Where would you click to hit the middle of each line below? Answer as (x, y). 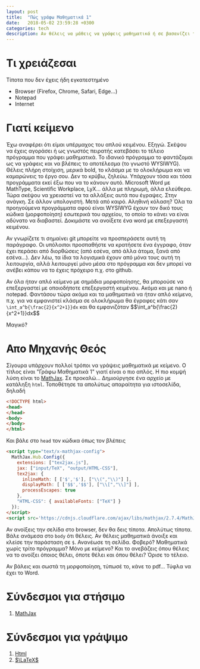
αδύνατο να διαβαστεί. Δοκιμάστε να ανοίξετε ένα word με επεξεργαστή (97, 220)
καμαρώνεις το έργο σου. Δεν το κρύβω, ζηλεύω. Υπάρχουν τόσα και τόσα (99, 176)
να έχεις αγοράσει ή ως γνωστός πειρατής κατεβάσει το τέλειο (85, 151)
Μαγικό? (17, 325)
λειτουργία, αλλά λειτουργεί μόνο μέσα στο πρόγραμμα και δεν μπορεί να (99, 264)
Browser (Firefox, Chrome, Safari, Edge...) (66, 91)
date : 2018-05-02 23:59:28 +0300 (50, 23)
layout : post (22, 12)
